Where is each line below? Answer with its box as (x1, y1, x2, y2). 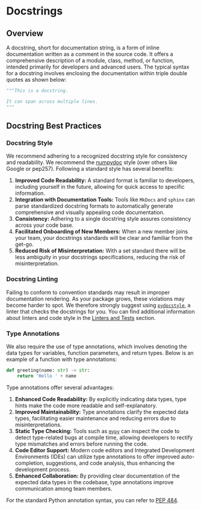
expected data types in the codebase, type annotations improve (14, 478, 174, 485)
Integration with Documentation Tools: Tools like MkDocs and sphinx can (14, 196, 196, 203)
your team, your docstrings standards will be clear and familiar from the (14, 235, 193, 242)
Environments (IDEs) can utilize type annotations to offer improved (14, 453, 180, 460)
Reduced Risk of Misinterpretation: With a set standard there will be (14, 247, 186, 254)
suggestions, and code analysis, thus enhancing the (46, 459, 175, 467)
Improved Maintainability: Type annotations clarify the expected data (14, 408, 189, 416)
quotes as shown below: (6, 76, 67, 83)
